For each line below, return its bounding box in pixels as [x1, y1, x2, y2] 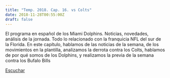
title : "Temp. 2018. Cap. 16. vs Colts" [5, 7, 92, 13]
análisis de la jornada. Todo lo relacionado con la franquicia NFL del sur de [5, 36, 161, 42]
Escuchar [5, 67, 25, 73]
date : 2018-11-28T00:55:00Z [5, 12, 65, 17]
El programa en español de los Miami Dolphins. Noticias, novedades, [5, 31, 149, 37]
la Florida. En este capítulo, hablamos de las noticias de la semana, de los [5, 42, 159, 48]
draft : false [5, 17, 33, 22]
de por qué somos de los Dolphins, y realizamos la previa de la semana [5, 52, 154, 58]
